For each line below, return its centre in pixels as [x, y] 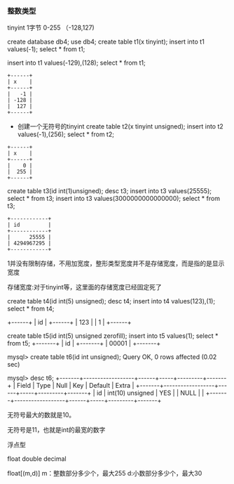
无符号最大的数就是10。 [41, 415]
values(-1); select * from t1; [46, 49]
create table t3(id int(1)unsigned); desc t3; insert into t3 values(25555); [110, 191]
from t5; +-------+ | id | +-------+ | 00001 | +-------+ [84, 344]
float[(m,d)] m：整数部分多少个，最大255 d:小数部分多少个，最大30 [105, 473]
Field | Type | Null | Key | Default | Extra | [75, 386]
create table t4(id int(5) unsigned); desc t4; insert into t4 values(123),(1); [111, 301]
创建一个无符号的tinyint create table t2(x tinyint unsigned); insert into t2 [121, 126]
